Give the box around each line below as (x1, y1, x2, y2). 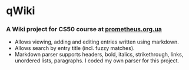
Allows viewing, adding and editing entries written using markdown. (14, 38, 179, 45)
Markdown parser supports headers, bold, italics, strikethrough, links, (14, 51, 184, 58)
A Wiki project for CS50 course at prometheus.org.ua (6, 25, 162, 34)
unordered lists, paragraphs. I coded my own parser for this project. (14, 57, 180, 64)
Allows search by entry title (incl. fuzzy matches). (14, 45, 135, 52)
